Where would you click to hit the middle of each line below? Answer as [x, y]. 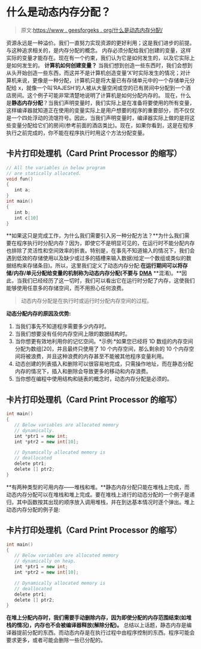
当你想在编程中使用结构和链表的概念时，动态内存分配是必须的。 [93, 379]
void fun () [20, 179]
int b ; [22, 212]
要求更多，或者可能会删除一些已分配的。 [56, 640]
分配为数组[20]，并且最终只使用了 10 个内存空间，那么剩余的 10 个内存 [102, 349]
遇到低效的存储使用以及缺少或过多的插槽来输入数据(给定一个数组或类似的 [96, 258]
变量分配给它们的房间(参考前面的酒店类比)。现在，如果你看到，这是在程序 [102, 125]
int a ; [22, 190]
